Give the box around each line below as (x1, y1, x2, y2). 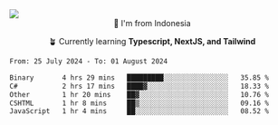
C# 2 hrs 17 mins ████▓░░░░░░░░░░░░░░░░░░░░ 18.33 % (9, 82, 270, 91)
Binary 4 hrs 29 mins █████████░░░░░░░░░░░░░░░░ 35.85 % (9, 72, 270, 82)
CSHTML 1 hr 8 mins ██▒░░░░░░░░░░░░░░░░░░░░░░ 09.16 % (9, 99, 270, 108)
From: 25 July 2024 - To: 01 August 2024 (9, 57, 168, 66)
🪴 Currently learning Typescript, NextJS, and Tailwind (48, 36, 256, 46)
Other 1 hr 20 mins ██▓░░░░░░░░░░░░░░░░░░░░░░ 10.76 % (9, 90, 270, 99)
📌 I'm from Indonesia (112, 18, 192, 28)
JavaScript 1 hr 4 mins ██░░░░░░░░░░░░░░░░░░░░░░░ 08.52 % (9, 107, 270, 116)
